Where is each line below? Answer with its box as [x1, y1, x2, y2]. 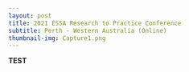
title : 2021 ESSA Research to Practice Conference [8, 19, 182, 27]
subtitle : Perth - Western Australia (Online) [8, 26, 167, 34]
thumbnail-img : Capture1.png [8, 34, 106, 42]
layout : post [8, 11, 52, 20]
